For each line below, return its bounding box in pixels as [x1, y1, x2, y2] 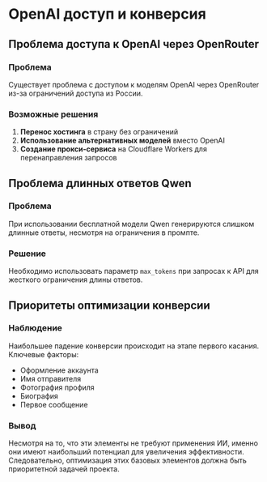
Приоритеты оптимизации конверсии [8, 298, 210, 312]
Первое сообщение [19, 399, 88, 409]
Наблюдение [8, 322, 63, 334]
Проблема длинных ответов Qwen [8, 176, 192, 190]
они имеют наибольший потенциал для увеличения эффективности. [8, 447, 244, 457]
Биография [19, 390, 59, 401]
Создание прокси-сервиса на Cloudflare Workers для [19, 144, 208, 154]
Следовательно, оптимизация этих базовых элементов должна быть [8, 455, 247, 466]
